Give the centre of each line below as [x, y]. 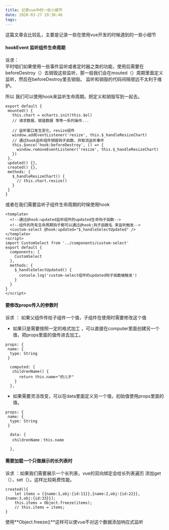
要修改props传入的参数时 [32, 305]
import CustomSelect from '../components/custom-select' [67, 243]
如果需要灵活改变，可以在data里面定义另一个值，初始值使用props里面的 [88, 396]
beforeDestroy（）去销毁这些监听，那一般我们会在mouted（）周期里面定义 [84, 73]
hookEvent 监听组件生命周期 [35, 47]
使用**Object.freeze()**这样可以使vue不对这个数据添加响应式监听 [75, 522]
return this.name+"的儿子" [46, 377]
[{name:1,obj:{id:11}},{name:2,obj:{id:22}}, [91, 494]
